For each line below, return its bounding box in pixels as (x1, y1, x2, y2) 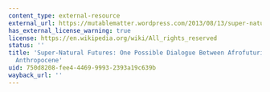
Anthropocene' (15, 57, 63, 65)
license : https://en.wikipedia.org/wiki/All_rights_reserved (8, 34, 218, 42)
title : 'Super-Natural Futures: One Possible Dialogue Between (8, 49, 225, 57)
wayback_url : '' (8, 71, 63, 79)
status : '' (8, 42, 45, 50)
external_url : (8, 19, 56, 27)
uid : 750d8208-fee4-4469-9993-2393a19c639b (8, 64, 157, 72)
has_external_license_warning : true (8, 26, 131, 34)
